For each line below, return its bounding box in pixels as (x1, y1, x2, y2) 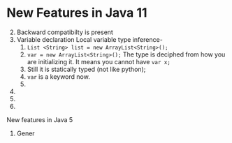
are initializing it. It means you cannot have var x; (27, 57, 171, 66)
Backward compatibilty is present (16, 28, 113, 36)
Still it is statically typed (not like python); (27, 65, 146, 73)
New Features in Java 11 (6, 5, 147, 21)
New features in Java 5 (6, 115, 73, 123)
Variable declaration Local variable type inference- (16, 35, 164, 43)
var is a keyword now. (27, 72, 90, 81)
